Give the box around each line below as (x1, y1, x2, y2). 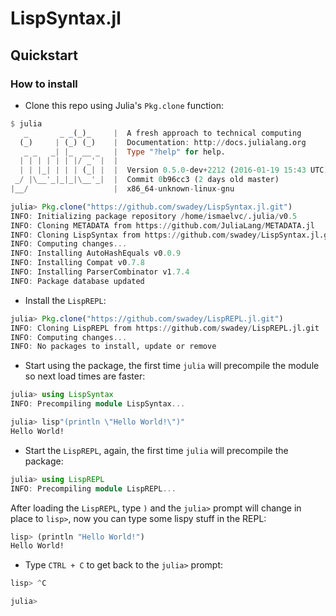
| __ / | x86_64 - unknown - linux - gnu (10, 184, 235, 194)
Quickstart (10, 47, 79, 64)
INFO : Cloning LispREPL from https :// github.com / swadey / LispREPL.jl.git (10, 323, 320, 333)
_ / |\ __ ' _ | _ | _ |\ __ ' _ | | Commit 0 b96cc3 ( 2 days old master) (14, 175, 280, 185)
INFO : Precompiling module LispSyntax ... (10, 399, 186, 409)
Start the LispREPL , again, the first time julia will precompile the (24, 444, 289, 456)
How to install (10, 77, 78, 91)
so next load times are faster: (24, 370, 146, 382)
